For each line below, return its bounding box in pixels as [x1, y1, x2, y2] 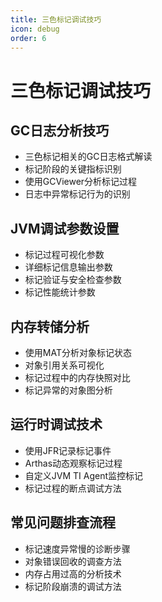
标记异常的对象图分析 [24, 384, 113, 396]
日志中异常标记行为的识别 [24, 188, 131, 200]
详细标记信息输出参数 [24, 261, 113, 273]
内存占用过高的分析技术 [24, 567, 122, 580]
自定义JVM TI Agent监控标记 [24, 469, 144, 481]
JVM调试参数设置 [10, 220, 120, 237]
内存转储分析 [10, 318, 90, 335]
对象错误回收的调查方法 [24, 555, 122, 567]
